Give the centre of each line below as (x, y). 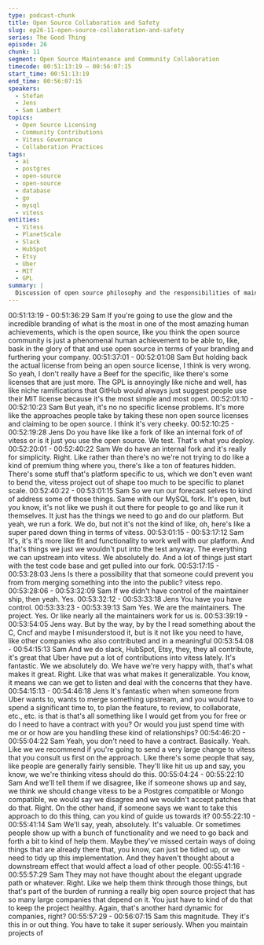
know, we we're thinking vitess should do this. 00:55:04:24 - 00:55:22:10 (126, 774)
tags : (17, 154)
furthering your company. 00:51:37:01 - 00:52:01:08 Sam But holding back (128, 357)
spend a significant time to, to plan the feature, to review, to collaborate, (125, 707)
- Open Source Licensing (56, 125)
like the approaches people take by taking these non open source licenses (128, 415)
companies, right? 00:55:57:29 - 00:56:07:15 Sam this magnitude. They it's (129, 916)
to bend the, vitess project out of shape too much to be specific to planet (126, 482)
